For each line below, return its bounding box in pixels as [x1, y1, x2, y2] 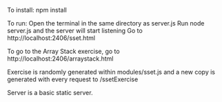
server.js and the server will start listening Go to [7, 27, 143, 34]
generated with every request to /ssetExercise [7, 75, 139, 83]
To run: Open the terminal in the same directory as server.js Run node [7, 19, 205, 27]
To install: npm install [7, 6, 67, 14]
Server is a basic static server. [7, 89, 93, 96]
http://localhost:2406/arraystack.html [7, 54, 114, 63]
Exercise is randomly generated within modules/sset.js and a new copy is [7, 68, 216, 76]
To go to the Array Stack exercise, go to [7, 48, 120, 55]
